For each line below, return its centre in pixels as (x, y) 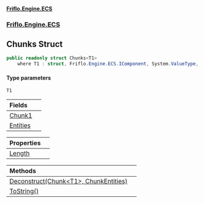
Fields (18, 105)
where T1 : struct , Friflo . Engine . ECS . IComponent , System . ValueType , (108, 64)
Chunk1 (21, 116)
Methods (23, 171)
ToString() (24, 191)
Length (20, 153)
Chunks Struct (35, 44)
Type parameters (29, 78)
